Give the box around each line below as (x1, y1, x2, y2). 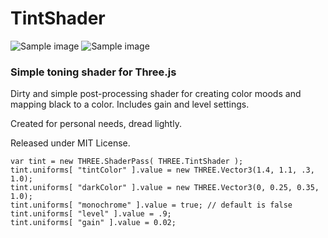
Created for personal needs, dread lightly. (10, 118, 182, 130)
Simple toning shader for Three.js (10, 65, 177, 79)
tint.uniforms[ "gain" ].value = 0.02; (10, 218, 177, 228)
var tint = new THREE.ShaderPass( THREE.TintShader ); (10, 157, 244, 167)
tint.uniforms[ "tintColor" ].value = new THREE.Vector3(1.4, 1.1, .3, (10, 165, 315, 176)
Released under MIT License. (10, 137, 131, 149)
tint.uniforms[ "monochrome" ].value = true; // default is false (10, 200, 293, 211)
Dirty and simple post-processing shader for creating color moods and (10, 88, 302, 100)
